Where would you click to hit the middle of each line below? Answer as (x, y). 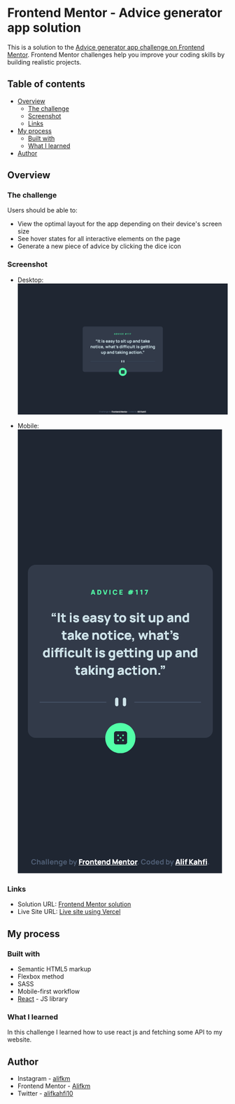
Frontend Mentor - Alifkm (54, 1086)
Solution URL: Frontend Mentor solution (74, 904)
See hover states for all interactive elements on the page (99, 239)
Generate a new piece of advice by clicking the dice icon (99, 246)
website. (20, 1040)
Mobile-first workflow (49, 991)
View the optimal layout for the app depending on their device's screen (120, 224)
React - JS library (43, 999)
